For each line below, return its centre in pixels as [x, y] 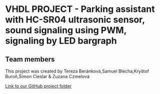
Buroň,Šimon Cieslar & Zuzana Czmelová [47, 76]
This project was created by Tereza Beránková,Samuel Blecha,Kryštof [77, 71]
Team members [30, 59]
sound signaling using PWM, [66, 30]
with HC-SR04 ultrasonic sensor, [75, 20]
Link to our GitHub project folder [38, 86]
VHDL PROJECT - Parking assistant [80, 9]
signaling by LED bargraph [61, 41]
